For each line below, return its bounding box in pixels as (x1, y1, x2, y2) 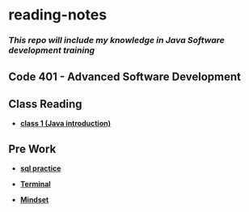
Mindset (19, 195, 49, 205)
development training (8, 45, 95, 56)
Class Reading (8, 97, 82, 111)
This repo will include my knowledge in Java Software (8, 35, 225, 46)
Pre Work (8, 142, 57, 155)
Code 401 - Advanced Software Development (8, 70, 241, 83)
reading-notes (8, 6, 108, 24)
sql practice (19, 163, 61, 173)
